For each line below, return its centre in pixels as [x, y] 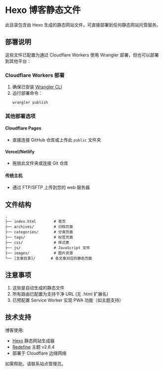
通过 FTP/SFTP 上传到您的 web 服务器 [51, 187]
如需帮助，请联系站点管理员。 [35, 364]
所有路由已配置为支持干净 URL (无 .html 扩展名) [60, 294]
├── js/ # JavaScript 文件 [48, 248]
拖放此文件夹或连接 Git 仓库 [40, 163]
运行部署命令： [27, 93]
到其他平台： [18, 61]
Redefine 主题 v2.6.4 [33, 347]
